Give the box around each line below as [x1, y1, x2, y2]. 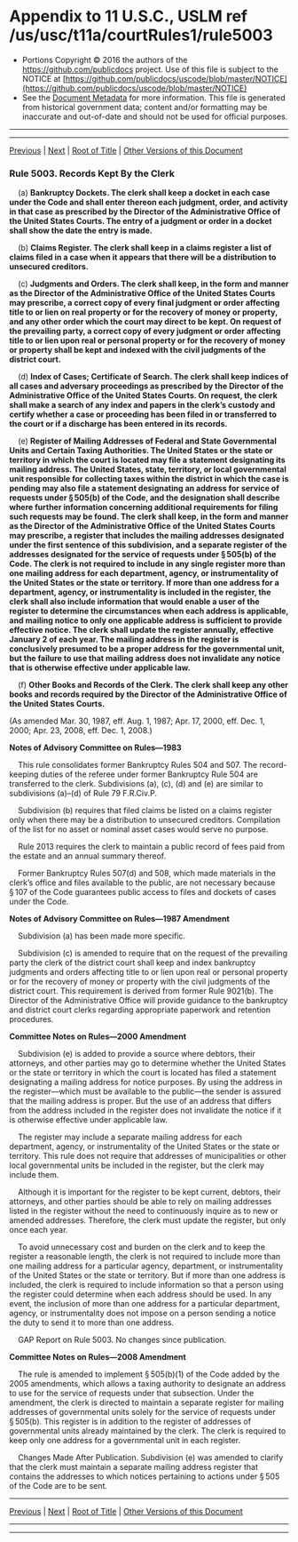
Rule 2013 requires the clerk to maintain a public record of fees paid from [17, 842, 286, 852]
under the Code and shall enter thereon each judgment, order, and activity [9, 197, 288, 208]
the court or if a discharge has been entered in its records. [9, 419, 228, 429]
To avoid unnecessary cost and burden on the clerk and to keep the [17, 1242, 266, 1252]
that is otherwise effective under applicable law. [9, 662, 191, 673]
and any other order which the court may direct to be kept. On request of [9, 316, 282, 327]
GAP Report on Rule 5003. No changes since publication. [17, 1335, 227, 1346]
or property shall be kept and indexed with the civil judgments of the [9, 345, 266, 356]
